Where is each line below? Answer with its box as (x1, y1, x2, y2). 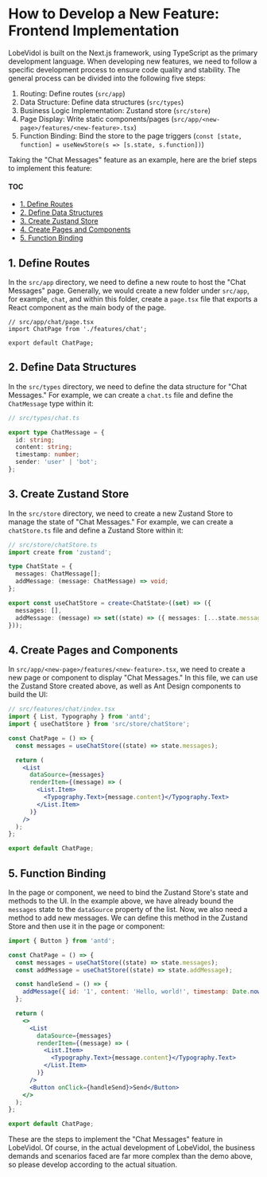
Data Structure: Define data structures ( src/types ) (19, 97, 184, 107)
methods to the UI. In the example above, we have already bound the (8, 896, 234, 906)
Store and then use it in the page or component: (8, 921, 165, 931)
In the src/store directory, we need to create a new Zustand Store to (8, 509, 233, 518)
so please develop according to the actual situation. (8, 1159, 177, 1170)
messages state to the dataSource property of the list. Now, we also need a (8, 904, 248, 914)
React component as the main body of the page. (8, 302, 167, 312)
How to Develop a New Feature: (8, 5, 220, 23)
